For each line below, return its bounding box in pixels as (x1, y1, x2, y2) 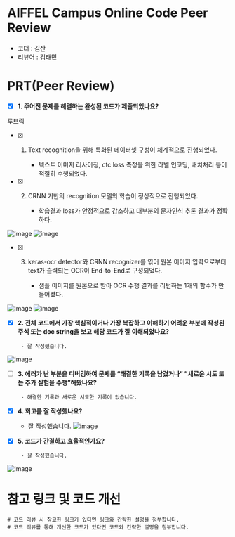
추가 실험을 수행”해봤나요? (24, 378, 97, 387)
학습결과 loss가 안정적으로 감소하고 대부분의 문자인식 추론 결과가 (38, 206, 215, 215)
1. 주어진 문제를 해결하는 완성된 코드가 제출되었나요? (17, 102, 159, 110)
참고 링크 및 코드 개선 (7, 491, 121, 507)
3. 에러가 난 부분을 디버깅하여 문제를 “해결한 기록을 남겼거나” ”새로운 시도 (17, 370, 217, 377)
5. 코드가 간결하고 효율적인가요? (17, 437, 105, 446)
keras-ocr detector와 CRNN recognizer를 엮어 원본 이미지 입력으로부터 (27, 257, 227, 266)
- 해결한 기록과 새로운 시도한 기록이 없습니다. (20, 394, 138, 401)
